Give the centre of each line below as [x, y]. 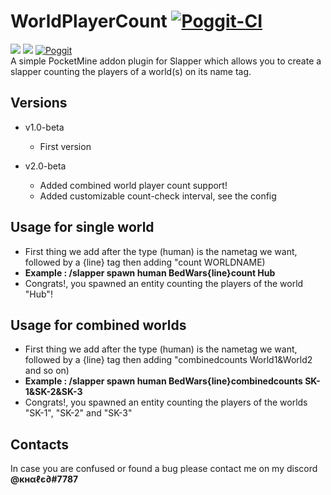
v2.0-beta [45, 166]
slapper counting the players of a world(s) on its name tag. [131, 71]
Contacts [40, 444]
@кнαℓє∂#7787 [44, 479]
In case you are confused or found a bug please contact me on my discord [164, 469]
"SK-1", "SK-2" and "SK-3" [78, 413]
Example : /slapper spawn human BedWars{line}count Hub [150, 272]
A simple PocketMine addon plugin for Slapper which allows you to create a [166, 61]
